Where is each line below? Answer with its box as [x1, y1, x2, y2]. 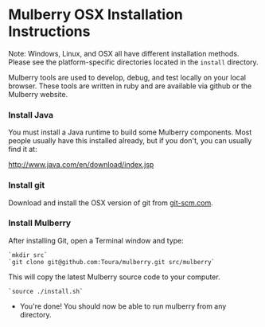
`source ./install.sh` [8, 287, 84, 295]
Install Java [8, 109, 54, 120]
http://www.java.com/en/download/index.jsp [8, 160, 154, 169]
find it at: [8, 145, 37, 154]
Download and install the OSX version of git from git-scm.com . [8, 197, 213, 208]
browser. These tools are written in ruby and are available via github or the [8, 81, 252, 91]
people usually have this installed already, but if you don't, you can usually [8, 136, 252, 146]
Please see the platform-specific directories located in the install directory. [8, 57, 259, 67]
